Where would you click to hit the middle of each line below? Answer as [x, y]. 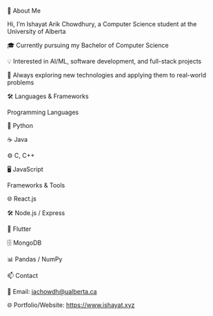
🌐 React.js [22, 198]
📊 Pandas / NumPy [35, 259]
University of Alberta [37, 31]
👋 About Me [24, 11]
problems [21, 82]
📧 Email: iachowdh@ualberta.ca [52, 291]
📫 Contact [22, 276]
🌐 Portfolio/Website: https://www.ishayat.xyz [71, 305]
